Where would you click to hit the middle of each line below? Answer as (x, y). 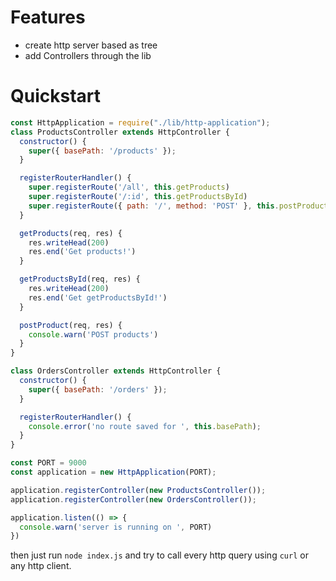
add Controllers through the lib (88, 55)
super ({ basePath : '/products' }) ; (102, 151)
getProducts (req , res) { (71, 233)
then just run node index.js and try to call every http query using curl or (159, 555)
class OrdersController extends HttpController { (116, 371)
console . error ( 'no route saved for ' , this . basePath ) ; (145, 426)
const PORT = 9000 (48, 463)
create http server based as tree (91, 45)
